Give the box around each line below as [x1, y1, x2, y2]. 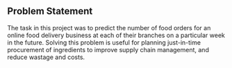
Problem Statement [7, 5, 93, 17]
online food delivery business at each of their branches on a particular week [7, 31, 226, 39]
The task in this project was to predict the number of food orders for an [7, 23, 211, 32]
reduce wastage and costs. [7, 53, 85, 61]
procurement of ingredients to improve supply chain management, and [7, 45, 210, 54]
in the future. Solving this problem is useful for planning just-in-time [7, 38, 201, 47]
